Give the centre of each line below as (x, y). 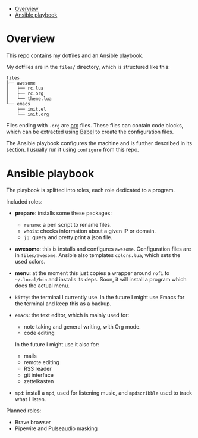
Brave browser (33, 422)
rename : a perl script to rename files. (67, 224)
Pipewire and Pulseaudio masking (56, 428)
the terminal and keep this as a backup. (63, 304)
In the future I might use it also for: (57, 344)
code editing (39, 333)
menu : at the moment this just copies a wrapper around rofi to (92, 273)
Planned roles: (24, 411)
